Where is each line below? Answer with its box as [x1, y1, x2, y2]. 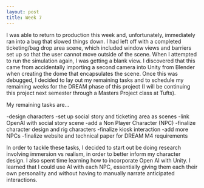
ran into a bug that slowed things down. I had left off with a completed [6, 38, 182, 45]
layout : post [6, 8, 39, 15]
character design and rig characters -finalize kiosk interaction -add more [6, 126, 189, 133]
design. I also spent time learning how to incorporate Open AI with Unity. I [6, 156, 191, 164]
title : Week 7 [6, 15, 42, 21]
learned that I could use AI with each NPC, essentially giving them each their [6, 163, 198, 170]
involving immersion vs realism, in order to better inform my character [6, 150, 181, 158]
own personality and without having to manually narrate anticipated [6, 169, 175, 176]
